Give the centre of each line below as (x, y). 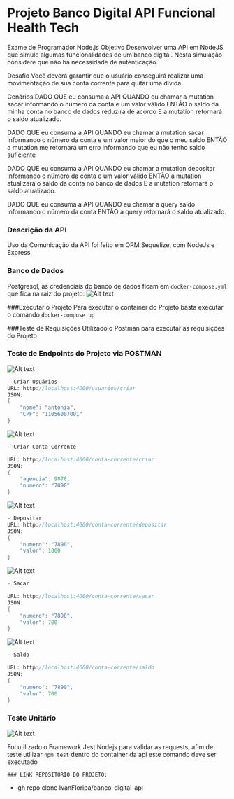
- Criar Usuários (32, 382)
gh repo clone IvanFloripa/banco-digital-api (80, 787)
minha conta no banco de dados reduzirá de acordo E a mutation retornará (115, 111)
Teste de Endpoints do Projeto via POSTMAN (85, 354)
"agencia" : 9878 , (45, 479)
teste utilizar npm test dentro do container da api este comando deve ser (112, 754)
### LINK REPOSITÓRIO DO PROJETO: (58, 774)
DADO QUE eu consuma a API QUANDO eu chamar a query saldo (101, 204)
